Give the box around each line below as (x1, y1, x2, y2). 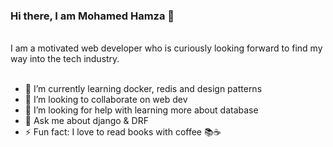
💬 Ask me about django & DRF (24, 115, 149, 127)
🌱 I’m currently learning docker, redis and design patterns (24, 83, 263, 95)
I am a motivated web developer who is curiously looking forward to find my (10, 42, 323, 54)
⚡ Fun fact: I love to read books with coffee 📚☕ (24, 126, 222, 138)
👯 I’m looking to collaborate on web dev (24, 94, 188, 106)
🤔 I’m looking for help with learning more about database (24, 104, 259, 116)
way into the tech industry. (10, 53, 120, 65)
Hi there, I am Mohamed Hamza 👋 (10, 9, 175, 23)
